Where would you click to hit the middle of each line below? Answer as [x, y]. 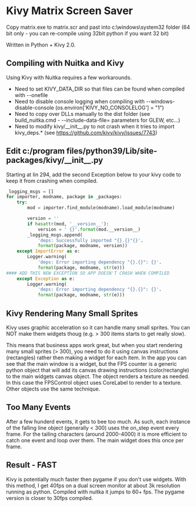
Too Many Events [39, 407]
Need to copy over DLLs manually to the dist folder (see [82, 114]
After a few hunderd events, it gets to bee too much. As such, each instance [98, 421]
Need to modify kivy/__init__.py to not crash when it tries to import [94, 126]
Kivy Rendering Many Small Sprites [72, 313]
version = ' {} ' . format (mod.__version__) [89, 229]
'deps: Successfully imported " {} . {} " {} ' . [90, 240]
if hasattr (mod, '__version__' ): [68, 224]
